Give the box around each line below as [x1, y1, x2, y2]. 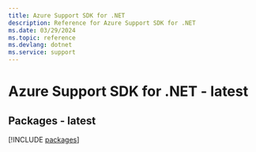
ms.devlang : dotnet [8, 41, 73, 49]
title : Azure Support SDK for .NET [8, 11, 126, 20]
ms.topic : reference [8, 33, 77, 42]
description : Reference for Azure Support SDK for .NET [8, 19, 196, 27]
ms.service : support [8, 48, 77, 56]
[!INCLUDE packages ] [8, 135, 80, 144]
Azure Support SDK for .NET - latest [8, 82, 249, 101]
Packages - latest [8, 114, 96, 127]
